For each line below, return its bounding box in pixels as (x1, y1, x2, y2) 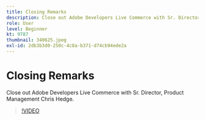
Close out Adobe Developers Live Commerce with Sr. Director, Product (6, 88, 184, 96)
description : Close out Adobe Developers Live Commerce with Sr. (6, 15, 176, 21)
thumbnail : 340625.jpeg (6, 37, 67, 43)
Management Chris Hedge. (6, 95, 74, 102)
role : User (6, 20, 34, 26)
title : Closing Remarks (6, 8, 67, 15)
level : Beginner (6, 25, 48, 32)
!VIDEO (21, 107, 40, 114)
